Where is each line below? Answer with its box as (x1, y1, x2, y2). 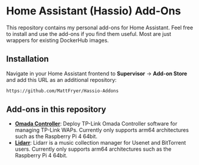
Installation (6, 54, 49, 64)
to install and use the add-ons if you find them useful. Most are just (6, 30, 172, 37)
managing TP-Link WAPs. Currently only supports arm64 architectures (14, 127, 189, 134)
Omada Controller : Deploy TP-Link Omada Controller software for (14, 120, 177, 127)
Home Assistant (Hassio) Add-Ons (6, 4, 181, 18)
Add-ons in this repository (6, 105, 106, 115)
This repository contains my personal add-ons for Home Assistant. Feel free (6, 24, 193, 31)
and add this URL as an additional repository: (6, 76, 117, 83)
